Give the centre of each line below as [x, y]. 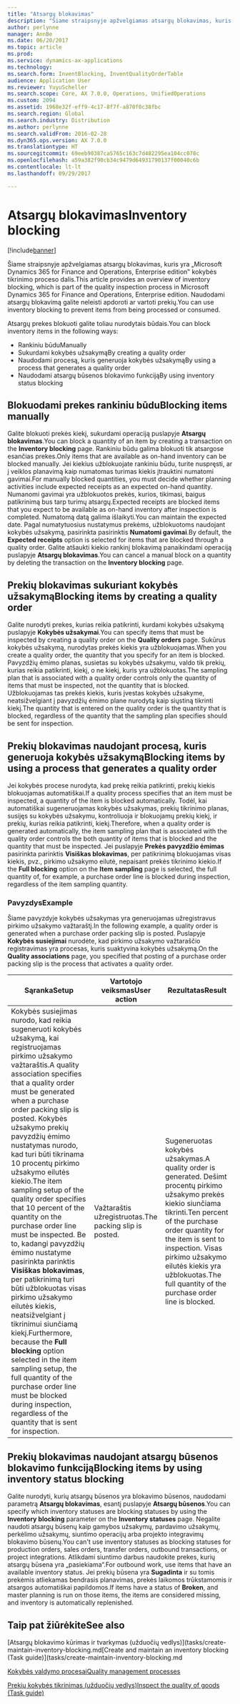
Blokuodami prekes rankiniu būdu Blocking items [117, 405]
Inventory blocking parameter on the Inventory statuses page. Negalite [114, 1519]
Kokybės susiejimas [44, 1011]
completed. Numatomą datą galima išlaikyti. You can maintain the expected [117, 517]
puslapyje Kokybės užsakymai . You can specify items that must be [106, 633]
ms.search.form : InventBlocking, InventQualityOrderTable [95, 74]
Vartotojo [126, 981]
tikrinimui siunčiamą [45, 1324]
